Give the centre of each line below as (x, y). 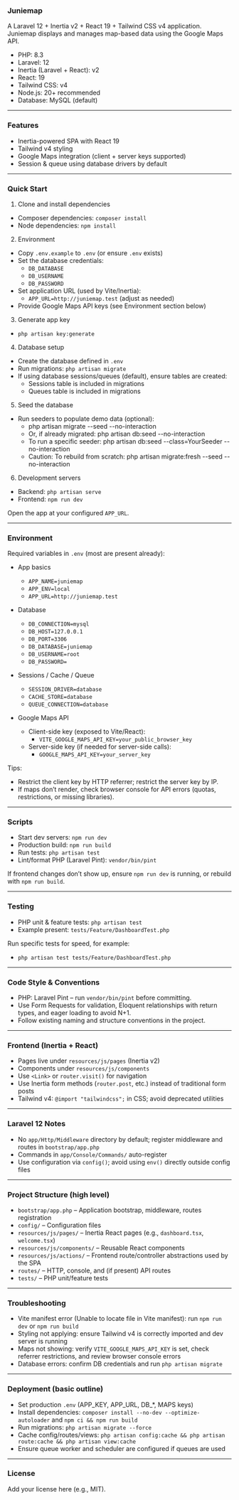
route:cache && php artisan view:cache (77, 1442)
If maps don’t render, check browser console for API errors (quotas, (117, 789)
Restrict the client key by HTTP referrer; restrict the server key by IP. (118, 782)
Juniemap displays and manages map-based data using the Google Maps (116, 33)
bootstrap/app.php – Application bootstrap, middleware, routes (110, 1210)
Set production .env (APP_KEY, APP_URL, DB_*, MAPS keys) (106, 1404)
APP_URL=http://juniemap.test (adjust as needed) (101, 298)
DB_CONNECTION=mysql (59, 624)
